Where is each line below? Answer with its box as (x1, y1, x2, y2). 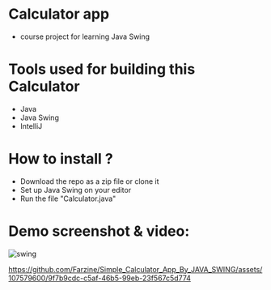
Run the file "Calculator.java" (19, 194, 116, 203)
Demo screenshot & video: (8, 222, 190, 240)
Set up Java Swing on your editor (19, 185, 132, 194)
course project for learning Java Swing (19, 32, 150, 41)
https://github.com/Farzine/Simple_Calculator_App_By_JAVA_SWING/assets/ (8, 264, 263, 274)
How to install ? (8, 150, 113, 168)
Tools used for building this (8, 60, 196, 79)
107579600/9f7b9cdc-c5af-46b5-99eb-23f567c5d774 (8, 273, 192, 283)
